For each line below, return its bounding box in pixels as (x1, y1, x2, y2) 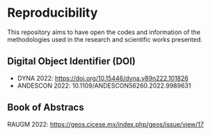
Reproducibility (7, 5, 98, 21)
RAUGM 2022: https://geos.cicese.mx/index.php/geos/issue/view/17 (7, 120, 204, 128)
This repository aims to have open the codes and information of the (7, 28, 201, 36)
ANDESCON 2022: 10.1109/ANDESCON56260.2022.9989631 (17, 81, 192, 90)
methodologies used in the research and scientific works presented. (7, 35, 203, 43)
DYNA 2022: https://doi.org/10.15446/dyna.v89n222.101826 (17, 74, 189, 82)
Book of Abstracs (7, 102, 84, 113)
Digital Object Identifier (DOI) (7, 56, 136, 67)
